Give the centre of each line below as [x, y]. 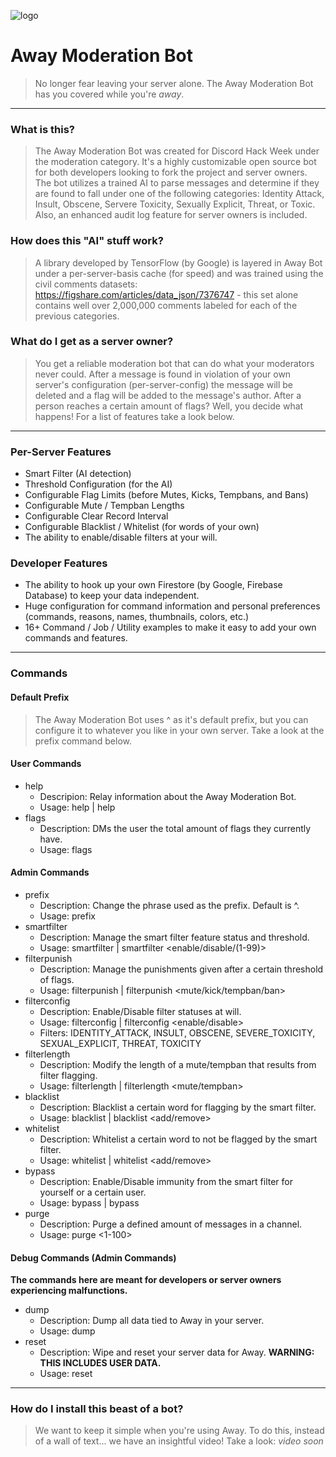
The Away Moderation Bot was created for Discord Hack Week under [177, 151]
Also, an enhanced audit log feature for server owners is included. [171, 215]
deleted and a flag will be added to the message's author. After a [168, 395]
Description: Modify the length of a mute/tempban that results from [178, 1064]
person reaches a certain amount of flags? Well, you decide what [169, 406]
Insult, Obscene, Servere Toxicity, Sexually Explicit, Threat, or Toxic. [175, 204]
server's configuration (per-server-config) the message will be [164, 384]
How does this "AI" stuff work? [87, 241]
